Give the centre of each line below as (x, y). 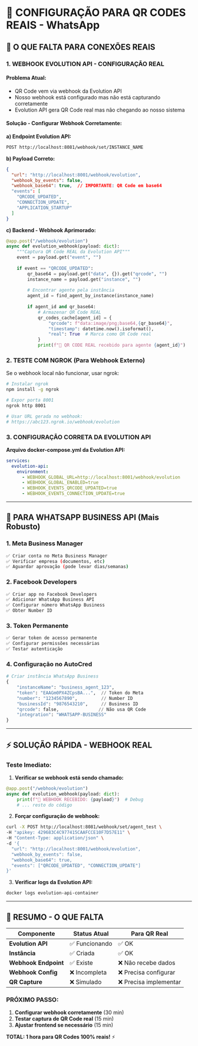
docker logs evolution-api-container (52, 893)
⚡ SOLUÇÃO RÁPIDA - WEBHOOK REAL (79, 745)
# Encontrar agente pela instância (71, 290)
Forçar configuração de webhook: (57, 816)
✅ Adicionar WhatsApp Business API (50, 599)
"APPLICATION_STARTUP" (44, 208)
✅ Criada (82, 953)
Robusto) (23, 527)
